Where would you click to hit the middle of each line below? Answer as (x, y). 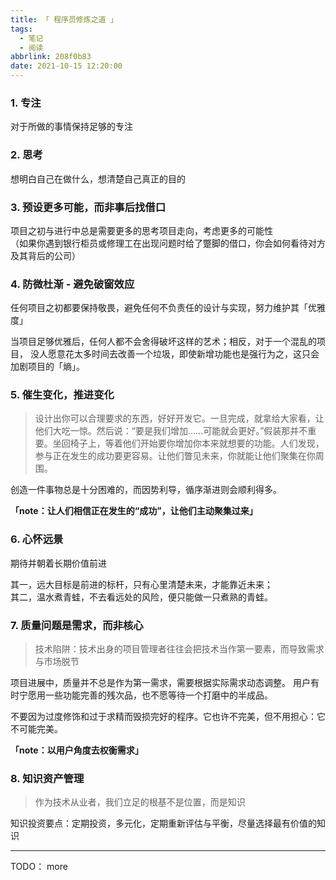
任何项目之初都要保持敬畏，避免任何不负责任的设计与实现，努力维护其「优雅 (168, 308)
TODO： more (39, 867)
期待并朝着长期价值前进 (58, 563)
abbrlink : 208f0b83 (51, 57)
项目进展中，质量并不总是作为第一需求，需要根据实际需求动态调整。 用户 (160, 683)
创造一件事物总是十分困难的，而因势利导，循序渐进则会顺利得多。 (146, 490)
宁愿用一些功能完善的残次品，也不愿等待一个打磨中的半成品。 (145, 695)
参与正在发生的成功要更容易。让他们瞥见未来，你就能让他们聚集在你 (175, 456)
